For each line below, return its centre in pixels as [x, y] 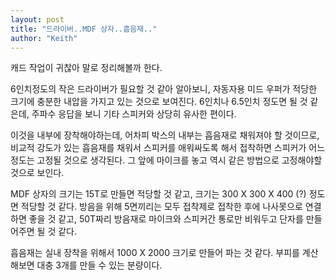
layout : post [37, 19]
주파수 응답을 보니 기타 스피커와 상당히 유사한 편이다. [134, 114]
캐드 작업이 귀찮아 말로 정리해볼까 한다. [86, 68]
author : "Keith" [44, 38]
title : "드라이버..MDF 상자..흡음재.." [84, 29]
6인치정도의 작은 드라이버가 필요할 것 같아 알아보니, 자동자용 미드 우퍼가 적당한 [164, 89]
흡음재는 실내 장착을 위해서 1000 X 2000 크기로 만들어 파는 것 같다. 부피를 [155, 253]
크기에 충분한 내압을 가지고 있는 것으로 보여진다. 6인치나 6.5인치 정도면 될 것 [159, 102]
